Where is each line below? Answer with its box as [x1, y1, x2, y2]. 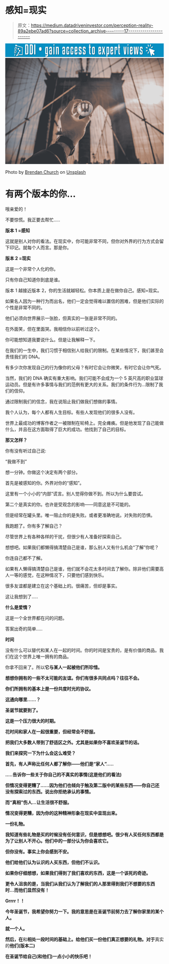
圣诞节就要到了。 [5, 707, 41, 713]
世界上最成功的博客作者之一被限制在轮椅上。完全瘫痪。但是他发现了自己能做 [5, 420, 164, 426]
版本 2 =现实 [5, 255, 31, 261]
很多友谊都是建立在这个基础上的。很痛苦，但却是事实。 [5, 583, 120, 589]
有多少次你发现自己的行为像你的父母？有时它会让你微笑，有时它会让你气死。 [5, 364, 164, 370]
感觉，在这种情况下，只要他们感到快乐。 [22, 572, 107, 578]
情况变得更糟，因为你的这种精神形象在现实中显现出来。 [5, 810, 120, 816]
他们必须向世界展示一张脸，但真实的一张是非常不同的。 [5, 315, 120, 321]
